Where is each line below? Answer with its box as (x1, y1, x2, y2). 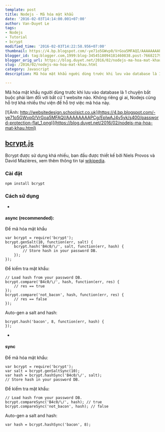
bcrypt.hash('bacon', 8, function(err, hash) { (5, 319, 105, 324)
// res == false (14, 297, 48, 302)
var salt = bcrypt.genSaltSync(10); (5, 368, 80, 373)
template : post (5, 7, 36, 12)
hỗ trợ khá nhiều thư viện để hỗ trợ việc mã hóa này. (5, 100, 110, 106)
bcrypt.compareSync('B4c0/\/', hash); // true (5, 399, 102, 404)
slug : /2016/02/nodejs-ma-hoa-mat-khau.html (5, 62, 98, 67)
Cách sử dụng (5, 192, 39, 199)
